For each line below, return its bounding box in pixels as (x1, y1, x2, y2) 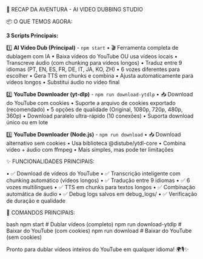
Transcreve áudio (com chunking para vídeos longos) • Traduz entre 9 (6, 59, 182, 66)
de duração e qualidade (6, 197, 65, 204)
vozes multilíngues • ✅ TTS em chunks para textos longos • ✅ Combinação (6, 184, 196, 190)
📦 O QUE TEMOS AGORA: (6, 18, 73, 25)
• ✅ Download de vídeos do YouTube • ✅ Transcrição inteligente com (6, 170, 181, 177)
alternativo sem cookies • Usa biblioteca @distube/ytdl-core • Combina (6, 140, 186, 147)
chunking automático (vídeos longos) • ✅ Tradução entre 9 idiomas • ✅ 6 (6, 177, 190, 184)
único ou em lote (6, 119, 48, 126)
